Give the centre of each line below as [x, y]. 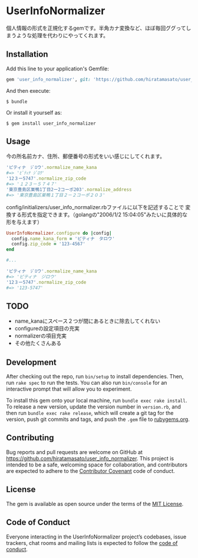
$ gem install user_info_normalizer [51, 123]
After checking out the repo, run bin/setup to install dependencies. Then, [95, 377]
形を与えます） [24, 222]
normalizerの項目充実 [40, 336]
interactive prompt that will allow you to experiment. [69, 389]
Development [32, 362]
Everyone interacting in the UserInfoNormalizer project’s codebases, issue [96, 537]
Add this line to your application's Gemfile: [57, 69]
